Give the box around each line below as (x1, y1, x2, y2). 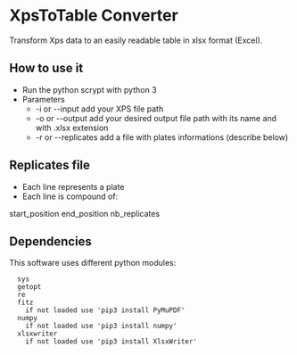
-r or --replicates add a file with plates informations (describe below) (35, 131, 289, 143)
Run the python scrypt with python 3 (21, 84, 158, 95)
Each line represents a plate (21, 181, 125, 192)
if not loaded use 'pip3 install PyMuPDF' (25, 306, 186, 315)
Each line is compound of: (21, 191, 119, 202)
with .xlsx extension (35, 122, 109, 133)
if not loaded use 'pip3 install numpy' (25, 322, 177, 331)
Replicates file (9, 158, 91, 173)
